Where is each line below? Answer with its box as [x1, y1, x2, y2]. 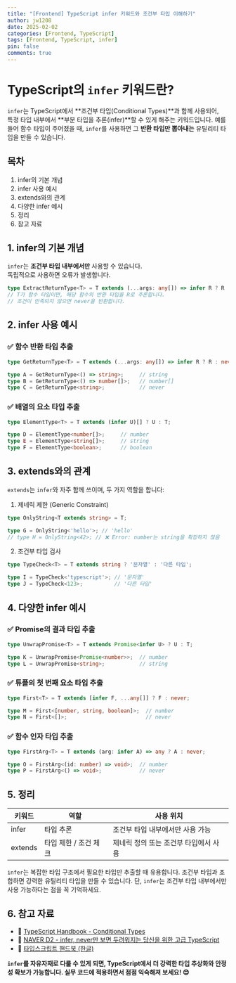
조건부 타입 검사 [17, 547, 61, 555]
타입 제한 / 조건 [44, 838, 92, 848]
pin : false [7, 43, 39, 50]
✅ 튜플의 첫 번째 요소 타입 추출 [7, 678, 103, 688]
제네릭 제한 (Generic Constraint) [17, 500, 109, 508]
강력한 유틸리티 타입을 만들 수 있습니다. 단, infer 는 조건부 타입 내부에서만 [25, 877, 227, 885]
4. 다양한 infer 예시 [7, 602, 86, 614]
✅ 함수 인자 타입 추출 [7, 732, 74, 742]
